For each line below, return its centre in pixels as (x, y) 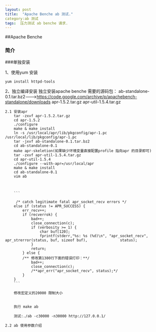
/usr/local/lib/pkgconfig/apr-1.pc (41, 137)
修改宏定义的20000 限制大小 (38, 293)
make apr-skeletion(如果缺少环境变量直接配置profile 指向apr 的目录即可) (83, 151)
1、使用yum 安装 (22, 72)
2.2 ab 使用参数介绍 (23, 325)
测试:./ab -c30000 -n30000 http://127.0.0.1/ (60, 316)
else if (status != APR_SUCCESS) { (50, 206)
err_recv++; (35, 210)
